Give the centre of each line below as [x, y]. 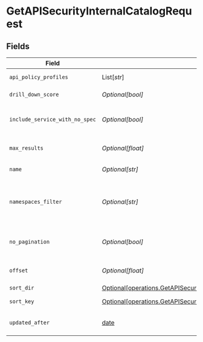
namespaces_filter [36, 202]
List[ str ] [113, 77]
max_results [27, 148]
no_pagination [30, 242]
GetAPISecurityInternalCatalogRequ [99, 11]
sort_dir [22, 288]
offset [19, 270]
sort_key [22, 301]
